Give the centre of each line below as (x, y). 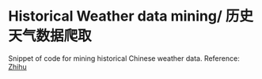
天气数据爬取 (50, 36)
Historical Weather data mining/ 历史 (131, 16)
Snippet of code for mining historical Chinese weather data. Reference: (124, 58)
